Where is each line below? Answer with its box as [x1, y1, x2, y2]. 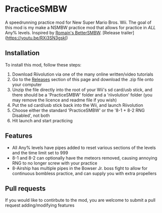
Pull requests [5, 184, 46, 193]
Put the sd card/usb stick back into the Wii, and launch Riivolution [12, 102, 144, 108]
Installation [5, 49, 40, 57]
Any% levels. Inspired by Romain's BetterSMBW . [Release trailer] [5, 30, 134, 35]
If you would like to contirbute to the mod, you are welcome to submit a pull [5, 197, 156, 203]
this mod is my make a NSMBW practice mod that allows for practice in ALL [5, 24, 156, 30]
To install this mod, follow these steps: [5, 62, 81, 67]
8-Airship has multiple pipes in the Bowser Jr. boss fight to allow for [12, 165, 148, 171]
